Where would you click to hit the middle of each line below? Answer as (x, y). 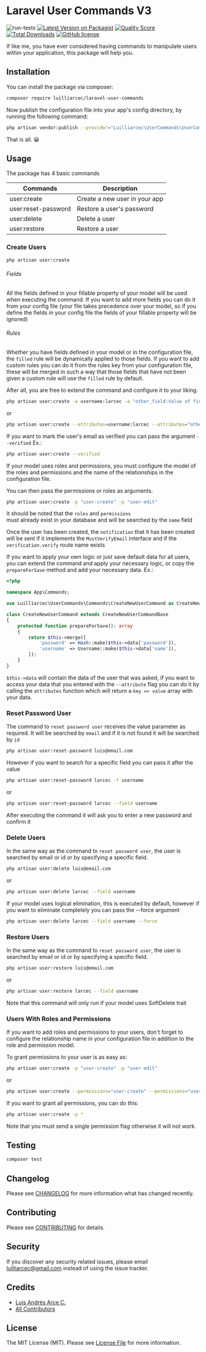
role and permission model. (41, 1045)
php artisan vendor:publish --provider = (59, 127)
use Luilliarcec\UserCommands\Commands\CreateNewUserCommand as (90, 604)
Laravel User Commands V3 (79, 11)
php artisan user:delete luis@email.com (59, 869)
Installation (28, 72)
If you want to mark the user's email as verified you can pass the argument (101, 436)
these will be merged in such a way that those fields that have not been (96, 372)
